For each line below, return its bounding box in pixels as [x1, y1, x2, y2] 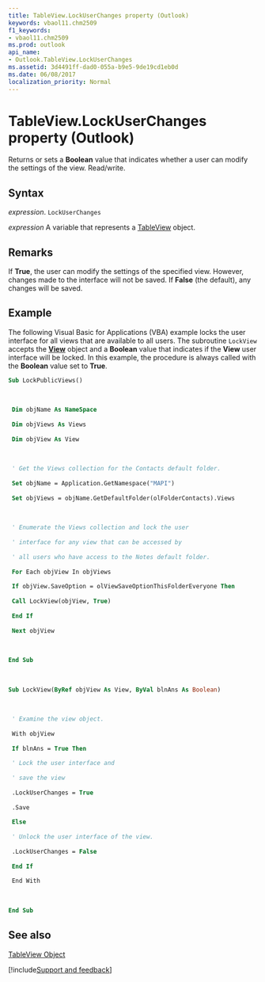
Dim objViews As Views [11, 421, 87, 428]
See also [8, 928, 51, 942]
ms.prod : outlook [8, 41, 66, 49]
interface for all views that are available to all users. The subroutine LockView [8, 336, 257, 345]
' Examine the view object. [11, 715, 104, 723]
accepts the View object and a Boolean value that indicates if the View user [8, 344, 257, 353]
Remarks [8, 246, 54, 259]
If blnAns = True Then [11, 744, 87, 752]
